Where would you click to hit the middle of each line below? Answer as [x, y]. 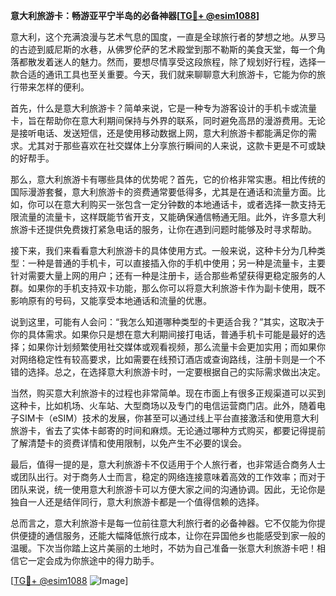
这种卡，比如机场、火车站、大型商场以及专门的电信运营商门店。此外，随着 [163, 405]
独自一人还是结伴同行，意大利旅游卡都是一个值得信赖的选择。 [137, 502]
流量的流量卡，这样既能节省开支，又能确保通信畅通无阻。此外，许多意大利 [172, 217]
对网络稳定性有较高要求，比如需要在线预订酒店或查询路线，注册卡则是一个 [163, 359]
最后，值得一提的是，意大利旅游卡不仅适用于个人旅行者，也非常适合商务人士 [168, 464]
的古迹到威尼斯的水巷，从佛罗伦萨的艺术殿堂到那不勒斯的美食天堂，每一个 [163, 49]
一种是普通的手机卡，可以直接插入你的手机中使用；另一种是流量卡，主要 [176, 263]
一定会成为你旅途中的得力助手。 [93, 560]
